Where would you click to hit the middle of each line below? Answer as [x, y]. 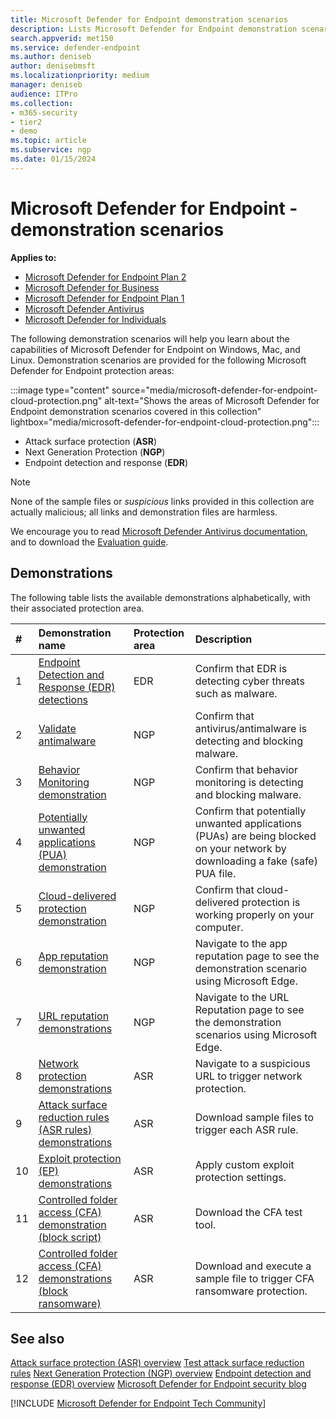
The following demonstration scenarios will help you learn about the [150, 338]
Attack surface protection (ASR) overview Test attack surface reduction [157, 1363]
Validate [57, 728]
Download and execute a [253, 1266]
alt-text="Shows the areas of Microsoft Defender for [212, 400]
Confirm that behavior [246, 769]
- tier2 [26, 122]
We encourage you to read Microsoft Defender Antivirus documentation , [159, 531]
